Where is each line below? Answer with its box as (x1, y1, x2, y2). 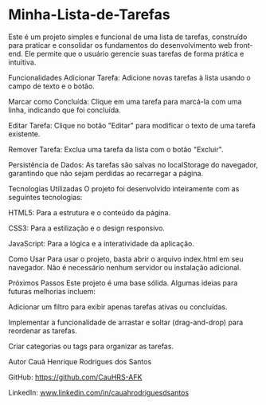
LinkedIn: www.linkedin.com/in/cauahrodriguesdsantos (8, 387, 190, 397)
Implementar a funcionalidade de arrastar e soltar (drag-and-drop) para (8, 317, 244, 327)
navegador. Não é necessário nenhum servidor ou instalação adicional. (8, 262, 241, 272)
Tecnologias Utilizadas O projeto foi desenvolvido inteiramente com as (8, 183, 240, 193)
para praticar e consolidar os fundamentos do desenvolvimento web (8, 40, 233, 49)
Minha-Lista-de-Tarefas (8, 6, 170, 24)
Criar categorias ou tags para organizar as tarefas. (8, 341, 174, 351)
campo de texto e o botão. (8, 81, 96, 91)
